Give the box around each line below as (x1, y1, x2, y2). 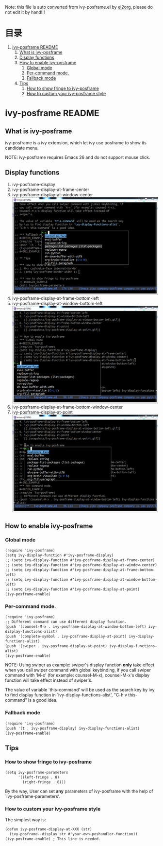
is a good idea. (28, 697, 58, 703)
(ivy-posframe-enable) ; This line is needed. (5, 836, 101, 841)
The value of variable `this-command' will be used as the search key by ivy (5, 687, 155, 693)
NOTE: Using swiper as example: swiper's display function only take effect (5, 662, 155, 668)
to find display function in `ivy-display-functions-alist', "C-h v (5, 692, 128, 698)
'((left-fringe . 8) (17, 775, 60, 780)
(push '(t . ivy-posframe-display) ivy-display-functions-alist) (5, 726, 140, 731)
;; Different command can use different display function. (5, 620, 127, 624)
